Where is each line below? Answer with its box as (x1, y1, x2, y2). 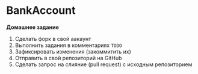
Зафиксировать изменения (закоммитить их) (14, 48, 131, 55)
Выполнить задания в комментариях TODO (14, 42, 122, 49)
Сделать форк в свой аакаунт (14, 35, 91, 42)
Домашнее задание (6, 23, 59, 31)
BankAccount (6, 4, 76, 17)
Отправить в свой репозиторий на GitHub (14, 54, 122, 61)
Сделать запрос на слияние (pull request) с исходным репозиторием (14, 61, 193, 68)
